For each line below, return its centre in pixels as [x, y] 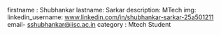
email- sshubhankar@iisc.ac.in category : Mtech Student [89, 24]
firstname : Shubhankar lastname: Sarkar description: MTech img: [102, 10]
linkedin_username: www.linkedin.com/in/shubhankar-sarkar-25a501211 [110, 17]
